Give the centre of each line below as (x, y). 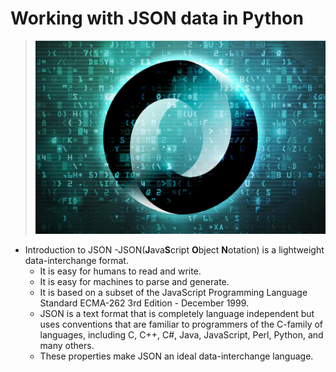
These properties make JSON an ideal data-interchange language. (176, 356)
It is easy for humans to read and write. (120, 271)
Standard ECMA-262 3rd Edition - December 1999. (144, 303)
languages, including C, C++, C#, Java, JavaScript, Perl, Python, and (181, 335)
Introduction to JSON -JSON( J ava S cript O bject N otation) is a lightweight (174, 250)
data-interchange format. (76, 261)
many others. (67, 346)
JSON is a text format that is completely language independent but (177, 314)
